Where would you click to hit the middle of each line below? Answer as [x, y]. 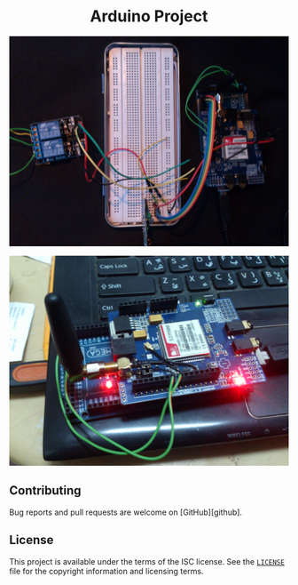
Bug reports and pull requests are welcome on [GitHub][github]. [125, 512]
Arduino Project [149, 16]
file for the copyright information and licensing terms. [106, 571]
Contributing [45, 491]
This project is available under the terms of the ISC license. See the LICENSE [147, 561]
